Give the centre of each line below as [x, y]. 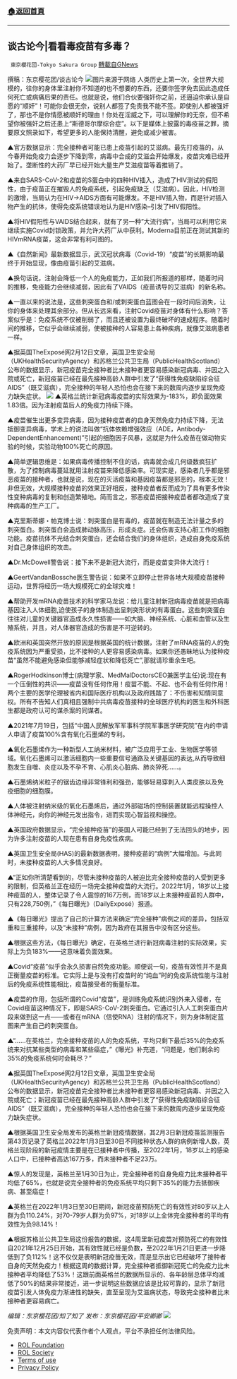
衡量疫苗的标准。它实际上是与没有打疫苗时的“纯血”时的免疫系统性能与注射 [121, 975]
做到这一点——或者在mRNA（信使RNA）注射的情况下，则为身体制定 [119, 1017]
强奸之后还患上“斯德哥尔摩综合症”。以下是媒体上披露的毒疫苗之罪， [124, 124]
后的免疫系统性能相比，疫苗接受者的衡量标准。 [75, 984]
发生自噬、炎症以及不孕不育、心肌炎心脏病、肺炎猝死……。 [99, 767]
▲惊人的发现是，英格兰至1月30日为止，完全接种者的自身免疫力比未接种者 [115, 1174]
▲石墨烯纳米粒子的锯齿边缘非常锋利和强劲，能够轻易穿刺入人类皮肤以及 [113, 782]
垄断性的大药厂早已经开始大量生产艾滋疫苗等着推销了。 [106, 165]
